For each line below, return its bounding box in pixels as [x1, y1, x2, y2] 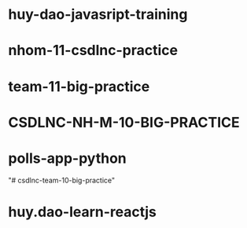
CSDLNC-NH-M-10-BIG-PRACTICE [8, 113, 240, 131]
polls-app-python [8, 149, 127, 167]
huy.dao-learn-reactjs [8, 203, 157, 221]
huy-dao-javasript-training [8, 6, 188, 24]
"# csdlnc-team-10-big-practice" [8, 175, 116, 185]
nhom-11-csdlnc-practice [8, 42, 179, 60]
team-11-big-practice [8, 77, 150, 95]
